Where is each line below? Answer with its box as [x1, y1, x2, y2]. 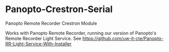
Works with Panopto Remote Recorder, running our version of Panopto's [5, 30, 157, 36]
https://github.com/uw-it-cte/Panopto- [82, 35, 164, 41]
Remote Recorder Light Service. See [5, 35, 81, 41]
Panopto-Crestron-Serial [5, 4, 113, 15]
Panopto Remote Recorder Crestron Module [5, 20, 97, 26]
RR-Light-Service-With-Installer [5, 40, 72, 46]
